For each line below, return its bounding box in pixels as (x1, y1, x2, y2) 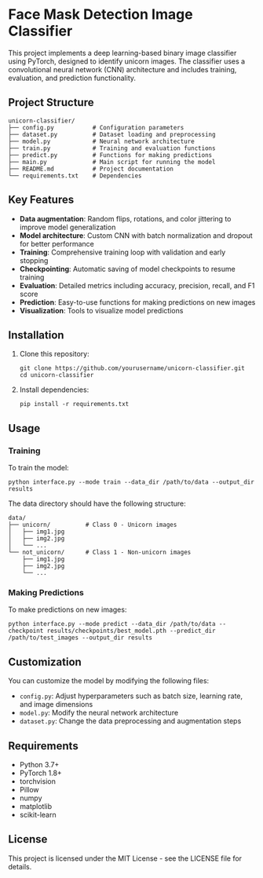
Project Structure (8, 96, 94, 109)
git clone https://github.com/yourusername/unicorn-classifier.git (19, 364, 245, 372)
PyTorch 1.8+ (19, 768, 63, 777)
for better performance (19, 239, 94, 248)
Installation (8, 328, 64, 342)
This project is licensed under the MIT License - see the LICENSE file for (8, 854, 242, 863)
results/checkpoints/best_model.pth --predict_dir (46, 627, 216, 635)
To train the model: (8, 463, 69, 473)
